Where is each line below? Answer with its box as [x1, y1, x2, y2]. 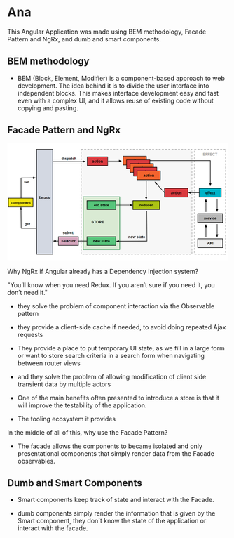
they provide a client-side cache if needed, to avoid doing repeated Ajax [17, 322, 226, 331]
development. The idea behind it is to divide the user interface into [17, 81, 209, 90]
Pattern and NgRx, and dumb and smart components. [7, 34, 161, 43]
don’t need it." [7, 288, 48, 296]
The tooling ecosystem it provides [17, 414, 116, 423]
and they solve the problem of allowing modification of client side [17, 372, 207, 381]
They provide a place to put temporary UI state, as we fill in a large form [17, 343, 226, 352]
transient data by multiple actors [17, 380, 111, 388]
